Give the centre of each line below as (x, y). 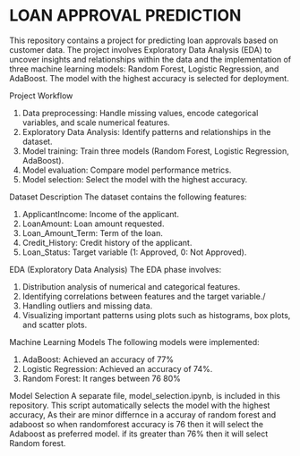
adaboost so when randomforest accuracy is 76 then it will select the (137, 424)
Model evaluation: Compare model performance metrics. (127, 170)
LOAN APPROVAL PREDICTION (125, 16)
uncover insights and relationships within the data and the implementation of (150, 59)
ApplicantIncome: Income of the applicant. (100, 214)
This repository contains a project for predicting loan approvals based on (144, 40)
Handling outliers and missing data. (87, 306)
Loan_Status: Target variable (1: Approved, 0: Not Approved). (134, 252)
